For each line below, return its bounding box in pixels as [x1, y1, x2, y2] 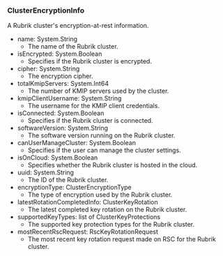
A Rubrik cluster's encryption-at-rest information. [7, 22, 149, 30]
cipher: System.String [17, 65, 80, 73]
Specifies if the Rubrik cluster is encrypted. [27, 57, 152, 66]
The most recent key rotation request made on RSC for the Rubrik [27, 235, 216, 243]
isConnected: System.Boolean [17, 109, 105, 117]
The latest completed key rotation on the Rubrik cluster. [27, 205, 187, 214]
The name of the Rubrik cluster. [27, 43, 118, 51]
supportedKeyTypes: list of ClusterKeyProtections [17, 213, 161, 221]
